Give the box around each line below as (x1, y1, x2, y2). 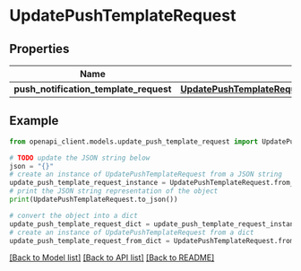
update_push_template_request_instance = (9, 179, 167, 188)
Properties (9, 41, 70, 57)
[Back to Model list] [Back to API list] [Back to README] (9, 252, 215, 263)
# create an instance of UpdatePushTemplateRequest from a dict (9, 228, 254, 237)
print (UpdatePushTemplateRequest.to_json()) (9, 195, 178, 205)
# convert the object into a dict (9, 211, 139, 220)
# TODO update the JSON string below (9, 153, 150, 162)
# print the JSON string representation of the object (9, 187, 219, 196)
